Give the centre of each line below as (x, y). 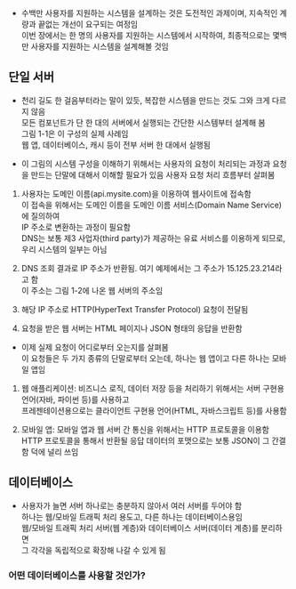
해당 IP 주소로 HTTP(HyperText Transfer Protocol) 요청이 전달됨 (135, 309)
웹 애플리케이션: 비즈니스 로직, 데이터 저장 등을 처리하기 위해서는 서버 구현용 (153, 388)
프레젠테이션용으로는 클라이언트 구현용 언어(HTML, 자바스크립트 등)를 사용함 (154, 410)
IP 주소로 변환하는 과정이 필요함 (76, 227)
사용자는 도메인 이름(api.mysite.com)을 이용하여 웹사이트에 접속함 (136, 193)
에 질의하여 (40, 215)
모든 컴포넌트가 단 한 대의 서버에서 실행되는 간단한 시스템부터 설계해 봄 (143, 122)
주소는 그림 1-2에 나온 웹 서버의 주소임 (97, 290)
